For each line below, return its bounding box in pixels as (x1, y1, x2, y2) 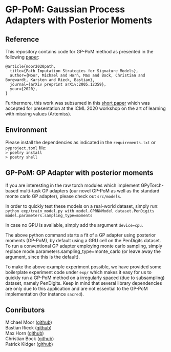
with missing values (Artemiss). (5, 111, 72, 116)
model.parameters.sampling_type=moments (5, 213, 93, 218)
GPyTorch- (140, 182, 164, 188)
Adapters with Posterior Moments (5, 14, 153, 26)
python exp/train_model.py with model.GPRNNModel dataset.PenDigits (5, 208, 155, 213)
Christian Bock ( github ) (5, 336, 54, 342)
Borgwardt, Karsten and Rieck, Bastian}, (5, 77, 95, 83)
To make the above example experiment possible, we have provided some (5, 263, 162, 270)
